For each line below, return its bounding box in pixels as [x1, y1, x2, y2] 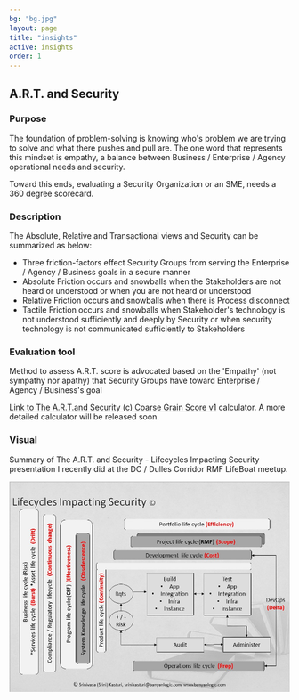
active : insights [9, 43, 74, 52]
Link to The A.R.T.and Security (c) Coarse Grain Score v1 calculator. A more [9, 402, 286, 413]
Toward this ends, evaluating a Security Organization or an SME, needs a [9, 178, 277, 189]
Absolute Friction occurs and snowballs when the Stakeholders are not [21, 276, 282, 287]
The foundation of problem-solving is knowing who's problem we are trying [9, 133, 287, 143]
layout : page [9, 23, 58, 33]
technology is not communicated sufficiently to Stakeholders [21, 323, 246, 334]
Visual [9, 434, 37, 446]
